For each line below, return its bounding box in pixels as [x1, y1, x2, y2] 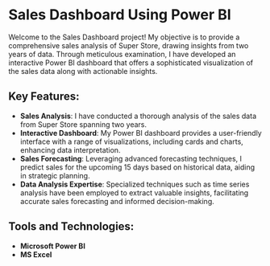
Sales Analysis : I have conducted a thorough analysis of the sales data [19, 111, 256, 121]
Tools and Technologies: [8, 219, 135, 234]
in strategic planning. [19, 170, 90, 180]
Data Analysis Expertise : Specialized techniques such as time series [19, 179, 250, 189]
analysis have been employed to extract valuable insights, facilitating [19, 187, 249, 198]
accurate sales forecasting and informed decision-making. [19, 196, 215, 206]
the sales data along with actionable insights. [8, 66, 158, 76]
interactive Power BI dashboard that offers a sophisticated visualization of [8, 58, 254, 68]
